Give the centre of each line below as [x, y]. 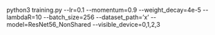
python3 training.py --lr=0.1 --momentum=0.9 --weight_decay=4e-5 [104, 10]
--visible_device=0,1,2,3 [126, 24]
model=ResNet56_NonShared [49, 24]
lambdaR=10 [24, 17]
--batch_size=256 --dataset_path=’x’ [96, 17]
